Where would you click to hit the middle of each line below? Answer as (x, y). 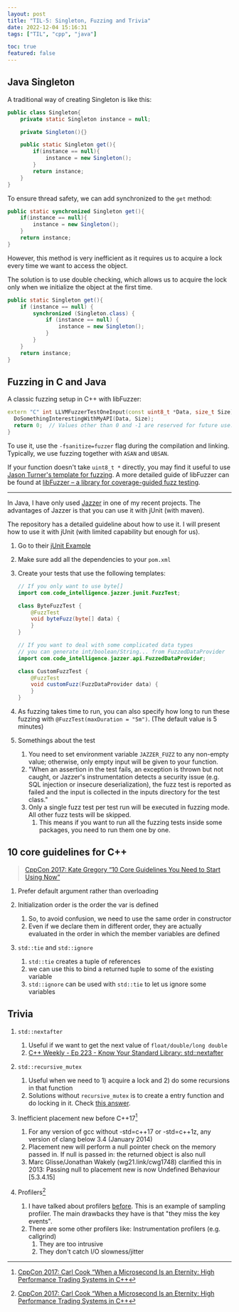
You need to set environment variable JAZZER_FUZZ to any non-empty (128, 754)
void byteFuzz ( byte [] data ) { (75, 619)
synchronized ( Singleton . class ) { (84, 313)
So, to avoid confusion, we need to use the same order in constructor (130, 918)
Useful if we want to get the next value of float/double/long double (128, 1045)
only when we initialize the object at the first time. (80, 287)
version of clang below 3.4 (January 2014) (90, 1139)
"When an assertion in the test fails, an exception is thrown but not (126, 769)
